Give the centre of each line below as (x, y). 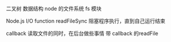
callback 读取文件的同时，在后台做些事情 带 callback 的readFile (82, 33)
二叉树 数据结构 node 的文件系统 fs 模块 (54, 8)
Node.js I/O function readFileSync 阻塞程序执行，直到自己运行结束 (86, 21)
